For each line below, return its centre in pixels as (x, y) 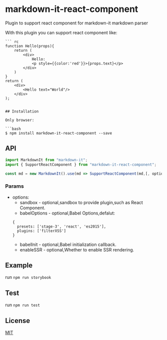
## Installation (22, 111)
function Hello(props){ (30, 46)
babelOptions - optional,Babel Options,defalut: (67, 213)
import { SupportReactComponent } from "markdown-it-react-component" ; (81, 165)
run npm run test (23, 305)
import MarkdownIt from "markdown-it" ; (46, 160)
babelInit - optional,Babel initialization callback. (68, 244)
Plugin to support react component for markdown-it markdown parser (77, 23)
